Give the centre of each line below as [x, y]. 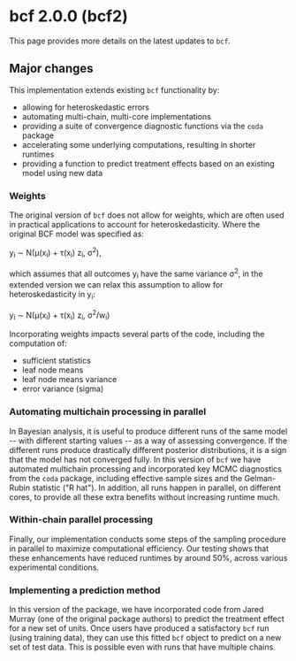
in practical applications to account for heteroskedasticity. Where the [135, 225]
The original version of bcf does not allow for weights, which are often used [147, 215]
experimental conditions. [54, 567]
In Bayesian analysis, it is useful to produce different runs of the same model [148, 431]
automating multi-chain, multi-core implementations [117, 116]
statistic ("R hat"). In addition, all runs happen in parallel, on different [156, 488]
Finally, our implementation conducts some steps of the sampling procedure [148, 539]
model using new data [62, 173]
